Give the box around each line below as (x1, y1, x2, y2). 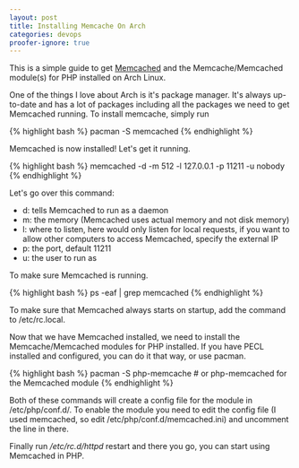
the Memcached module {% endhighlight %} (9, 377, 175, 388)
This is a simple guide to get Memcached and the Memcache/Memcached (9, 63, 284, 74)
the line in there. (9, 423, 69, 435)
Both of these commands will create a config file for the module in (9, 395, 253, 406)
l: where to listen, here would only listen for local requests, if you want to (21, 224, 290, 235)
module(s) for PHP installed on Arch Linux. (9, 73, 167, 83)
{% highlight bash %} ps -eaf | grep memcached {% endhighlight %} (9, 288, 264, 299)
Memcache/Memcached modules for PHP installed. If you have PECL (9, 342, 264, 352)
